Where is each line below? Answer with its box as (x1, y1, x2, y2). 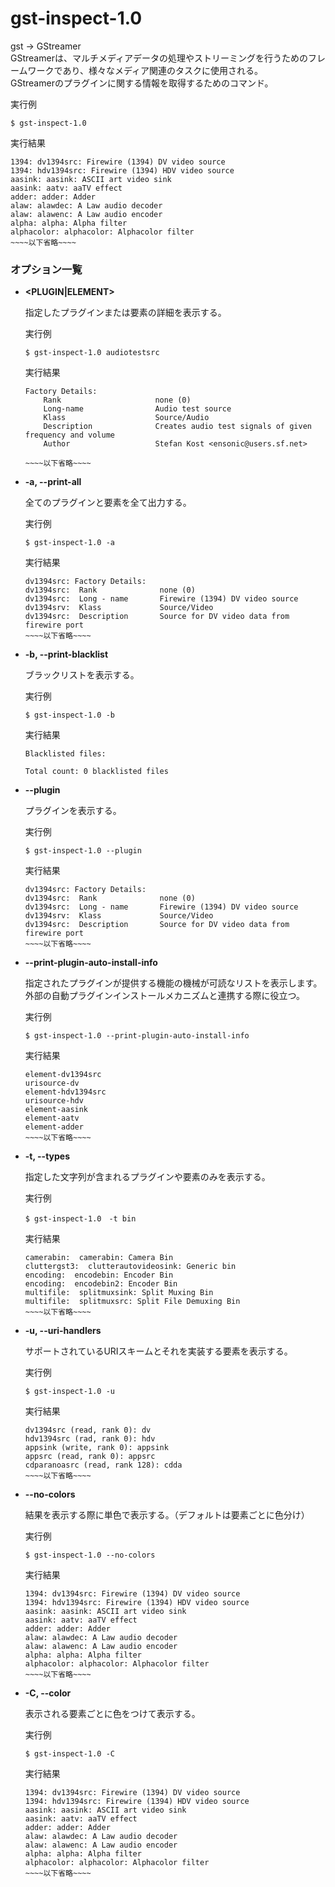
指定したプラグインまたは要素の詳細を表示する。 (24, 307, 227, 319)
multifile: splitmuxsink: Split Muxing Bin (24, 1288, 214, 1298)
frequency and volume (24, 430, 115, 441)
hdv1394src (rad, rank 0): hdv (24, 1434, 156, 1444)
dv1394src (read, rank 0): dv (24, 1425, 152, 1436)
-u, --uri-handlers (24, 1325, 102, 1337)
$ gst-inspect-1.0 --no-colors (24, 1550, 156, 1561)
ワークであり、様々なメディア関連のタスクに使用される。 (27, 64, 263, 76)
